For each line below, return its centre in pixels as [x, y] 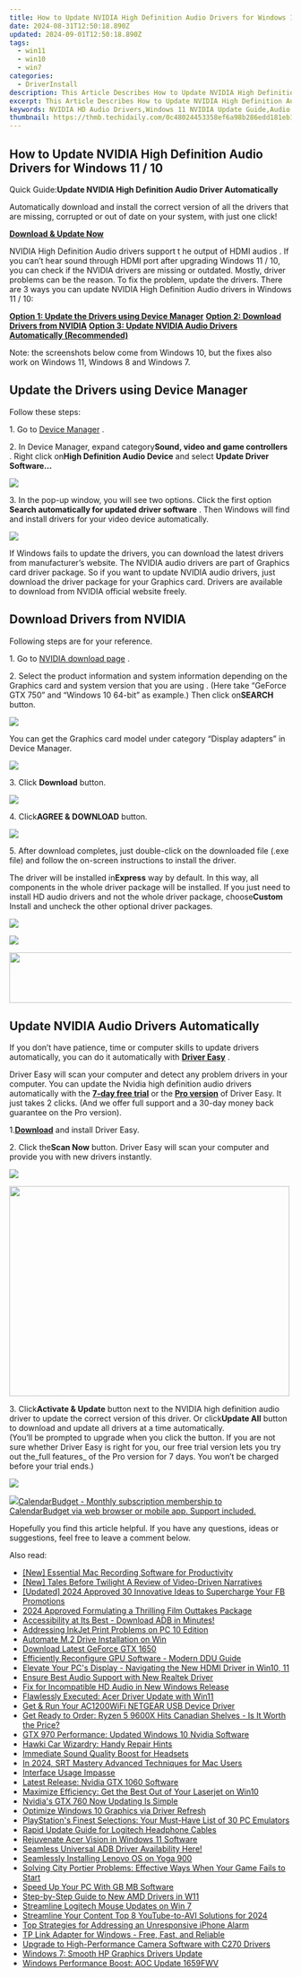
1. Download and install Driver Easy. [75, 1130]
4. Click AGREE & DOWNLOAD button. [78, 816]
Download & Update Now [57, 233]
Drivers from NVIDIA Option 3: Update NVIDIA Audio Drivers [124, 325]
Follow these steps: [45, 412]
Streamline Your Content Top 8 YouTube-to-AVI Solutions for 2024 [145, 1916]
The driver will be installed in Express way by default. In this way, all [134, 877]
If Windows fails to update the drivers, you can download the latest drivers [146, 553]
